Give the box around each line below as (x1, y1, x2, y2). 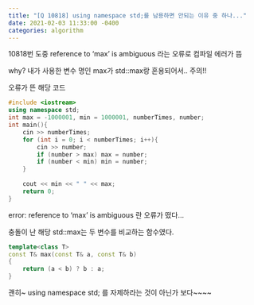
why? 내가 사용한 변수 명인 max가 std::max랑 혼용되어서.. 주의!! (8, 66, 207, 75)
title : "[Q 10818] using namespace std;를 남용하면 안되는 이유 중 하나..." (8, 11, 247, 20)
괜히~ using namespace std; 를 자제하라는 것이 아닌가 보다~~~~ (8, 288, 213, 297)
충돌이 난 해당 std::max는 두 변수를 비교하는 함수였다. (8, 227, 174, 237)
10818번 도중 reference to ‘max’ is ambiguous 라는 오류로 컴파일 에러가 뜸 (8, 49, 243, 59)
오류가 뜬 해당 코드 (8, 83, 66, 92)
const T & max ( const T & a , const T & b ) (8, 250, 137, 258)
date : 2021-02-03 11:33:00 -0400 (8, 19, 119, 27)
